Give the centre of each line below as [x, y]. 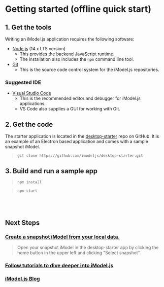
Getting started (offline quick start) [78, 9]
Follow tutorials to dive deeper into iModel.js [59, 265]
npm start [27, 191]
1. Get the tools [28, 27]
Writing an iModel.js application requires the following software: [70, 39]
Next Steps [22, 223]
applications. [33, 104]
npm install [29, 182]
